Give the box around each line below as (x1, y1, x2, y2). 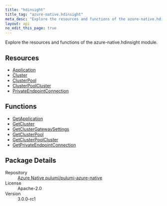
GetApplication (12, 115, 43, 122)
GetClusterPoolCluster (12, 137, 59, 142)
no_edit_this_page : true (5, 26, 57, 31)
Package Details (5, 156, 56, 165)
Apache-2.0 (17, 185, 42, 191)
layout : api (5, 21, 30, 26)
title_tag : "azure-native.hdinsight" (5, 12, 83, 17)
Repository (5, 169, 27, 175)
